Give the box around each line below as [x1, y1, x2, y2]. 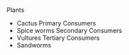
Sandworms [16, 41, 52, 49]
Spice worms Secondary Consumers [16, 27, 123, 34]
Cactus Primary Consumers [16, 19, 96, 27]
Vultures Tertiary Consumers [16, 34, 100, 42]
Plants [6, 6, 25, 14]
